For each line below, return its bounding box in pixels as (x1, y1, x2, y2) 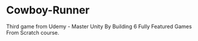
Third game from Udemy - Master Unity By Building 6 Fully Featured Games (6, 23, 192, 30)
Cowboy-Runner (6, 4, 90, 17)
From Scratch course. (6, 29, 60, 36)
